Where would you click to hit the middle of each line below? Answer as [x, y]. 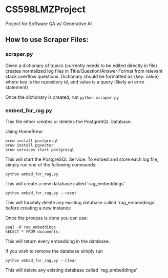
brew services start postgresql [40, 149]
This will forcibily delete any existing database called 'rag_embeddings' [80, 202]
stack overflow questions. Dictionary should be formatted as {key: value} [82, 76]
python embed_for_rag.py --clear [41, 260]
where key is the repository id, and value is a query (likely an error [75, 82]
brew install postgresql [32, 141]
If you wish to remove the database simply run [54, 251]
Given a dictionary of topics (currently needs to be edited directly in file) [81, 66]
